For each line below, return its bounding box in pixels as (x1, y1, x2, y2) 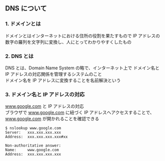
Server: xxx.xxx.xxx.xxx (5, 130, 61, 135)
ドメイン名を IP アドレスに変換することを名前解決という (5, 77, 121, 83)
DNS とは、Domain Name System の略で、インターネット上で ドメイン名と (5, 65, 160, 71)
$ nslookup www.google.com (5, 126, 61, 131)
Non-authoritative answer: (5, 143, 61, 148)
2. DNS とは (5, 52, 34, 59)
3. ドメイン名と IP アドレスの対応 (5, 91, 85, 98)
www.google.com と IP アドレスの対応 (5, 103, 84, 109)
